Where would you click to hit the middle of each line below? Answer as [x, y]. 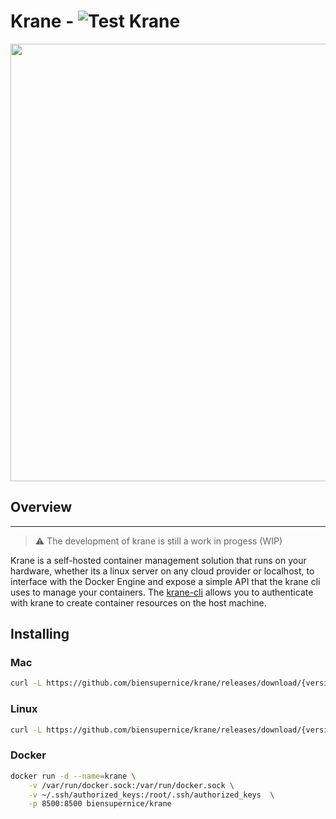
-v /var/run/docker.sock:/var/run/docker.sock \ [131, 785]
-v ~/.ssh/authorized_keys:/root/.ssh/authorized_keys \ [151, 795]
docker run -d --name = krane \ [73, 776]
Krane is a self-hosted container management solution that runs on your [158, 560]
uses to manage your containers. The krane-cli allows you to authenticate [162, 592]
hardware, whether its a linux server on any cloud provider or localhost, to [162, 571]
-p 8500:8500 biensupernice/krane [100, 804]
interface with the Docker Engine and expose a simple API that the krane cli [165, 581]
